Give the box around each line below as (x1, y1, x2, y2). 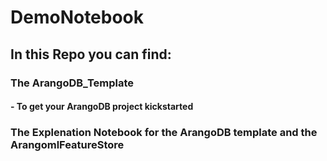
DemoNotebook (10, 6, 145, 29)
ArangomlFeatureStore (10, 138, 125, 152)
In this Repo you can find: (10, 46, 172, 63)
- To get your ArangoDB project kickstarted (10, 101, 194, 113)
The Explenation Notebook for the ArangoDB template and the (10, 126, 318, 140)
